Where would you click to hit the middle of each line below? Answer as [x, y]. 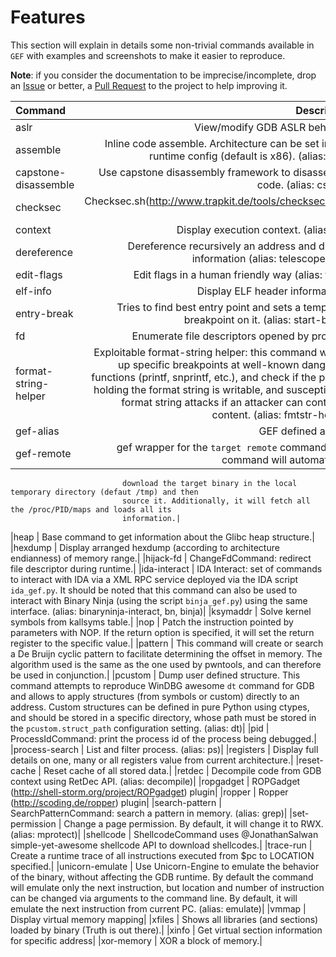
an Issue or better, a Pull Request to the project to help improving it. [149, 85]
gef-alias [37, 431]
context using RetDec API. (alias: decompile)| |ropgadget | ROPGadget [155, 781]
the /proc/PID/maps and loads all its [91, 509]
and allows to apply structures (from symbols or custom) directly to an [155, 696]
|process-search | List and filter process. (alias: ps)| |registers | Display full [164, 749]
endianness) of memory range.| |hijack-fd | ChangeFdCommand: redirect [161, 558]
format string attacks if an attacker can [212, 402]
